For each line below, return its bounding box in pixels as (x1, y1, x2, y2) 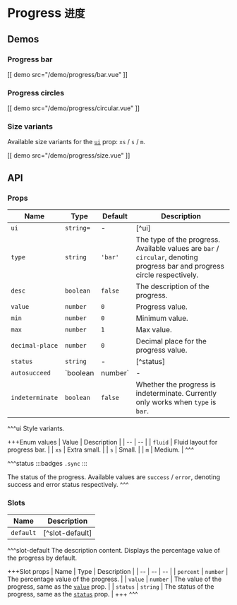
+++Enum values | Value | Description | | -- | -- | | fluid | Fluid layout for (7, 438, 218, 447)
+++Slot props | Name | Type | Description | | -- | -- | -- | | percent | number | (7, 568, 229, 576)
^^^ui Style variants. (7, 424, 65, 433)
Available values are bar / (135, 244, 219, 254)
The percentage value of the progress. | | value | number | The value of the (7, 575, 222, 584)
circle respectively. (135, 270, 199, 280)
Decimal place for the (135, 336, 207, 346)
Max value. (135, 325, 172, 335)
